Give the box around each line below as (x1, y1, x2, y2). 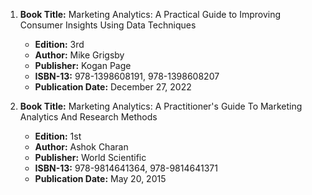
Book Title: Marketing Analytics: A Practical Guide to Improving (19, 9, 282, 20)
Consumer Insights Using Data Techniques (19, 19, 197, 31)
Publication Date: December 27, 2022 (34, 81, 192, 93)
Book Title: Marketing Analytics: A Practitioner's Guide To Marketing (19, 100, 303, 112)
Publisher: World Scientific (34, 152, 147, 163)
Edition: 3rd (34, 39, 85, 50)
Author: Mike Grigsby (34, 49, 125, 61)
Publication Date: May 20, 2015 (34, 173, 167, 184)
